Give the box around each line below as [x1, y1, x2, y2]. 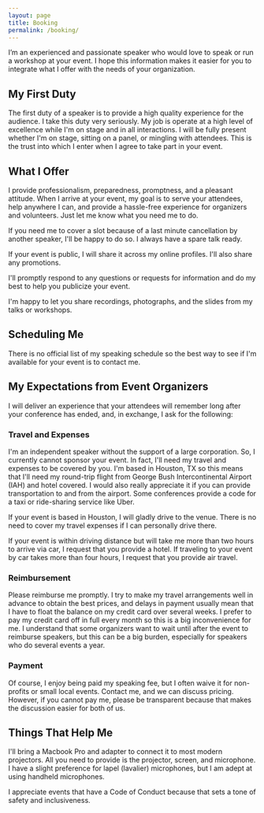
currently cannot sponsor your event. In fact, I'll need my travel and [8, 455, 227, 465]
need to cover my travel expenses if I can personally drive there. [8, 521, 218, 530]
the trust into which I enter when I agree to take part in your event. [8, 142, 223, 151]
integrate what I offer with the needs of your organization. [8, 65, 195, 74]
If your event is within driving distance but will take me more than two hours [8, 536, 255, 545]
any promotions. [8, 258, 61, 267]
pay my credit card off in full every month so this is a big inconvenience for [8, 615, 251, 625]
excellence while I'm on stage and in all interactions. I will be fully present [8, 125, 247, 135]
